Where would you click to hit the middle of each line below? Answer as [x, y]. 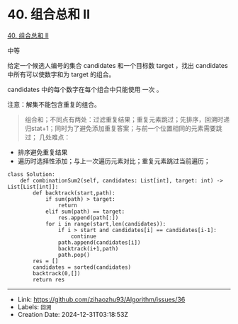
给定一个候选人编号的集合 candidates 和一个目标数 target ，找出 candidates [118, 65]
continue [84, 236]
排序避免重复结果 [42, 152]
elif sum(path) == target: [85, 212]
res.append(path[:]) [88, 218]
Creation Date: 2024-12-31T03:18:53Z [73, 314]
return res [49, 279]
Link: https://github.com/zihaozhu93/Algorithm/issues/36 [101, 299]
